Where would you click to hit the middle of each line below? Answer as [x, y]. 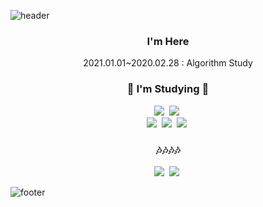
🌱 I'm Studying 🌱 [168, 89]
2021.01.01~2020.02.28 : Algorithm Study [168, 63]
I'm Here [168, 41]
